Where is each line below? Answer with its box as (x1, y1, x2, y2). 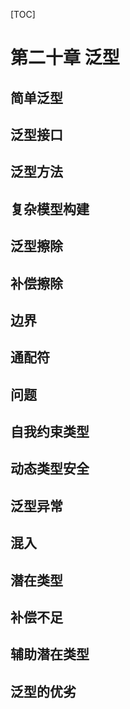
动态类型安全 (10, 460, 90, 478)
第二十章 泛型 (10, 47, 120, 69)
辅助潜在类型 (10, 646, 90, 663)
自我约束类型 (10, 424, 90, 441)
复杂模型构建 (10, 200, 90, 218)
